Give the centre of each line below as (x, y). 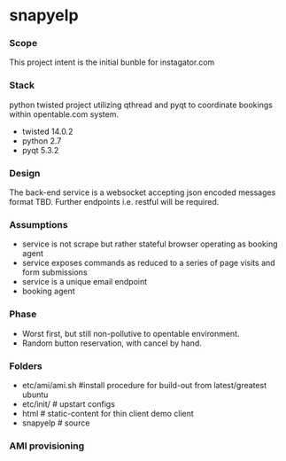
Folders (26, 366)
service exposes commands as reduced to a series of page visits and (149, 263)
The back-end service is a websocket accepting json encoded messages (143, 192)
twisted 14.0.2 (47, 131)
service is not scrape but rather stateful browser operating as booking (150, 244)
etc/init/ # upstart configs (68, 403)
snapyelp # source (56, 423)
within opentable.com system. (64, 114)
